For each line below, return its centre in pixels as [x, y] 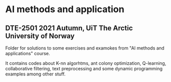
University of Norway [40, 36]
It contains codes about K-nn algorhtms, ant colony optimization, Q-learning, [86, 63]
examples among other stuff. [35, 74]
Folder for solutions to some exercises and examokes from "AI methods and [85, 48]
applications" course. [28, 53]
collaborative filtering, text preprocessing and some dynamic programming [84, 69]
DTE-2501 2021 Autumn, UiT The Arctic [69, 28]
